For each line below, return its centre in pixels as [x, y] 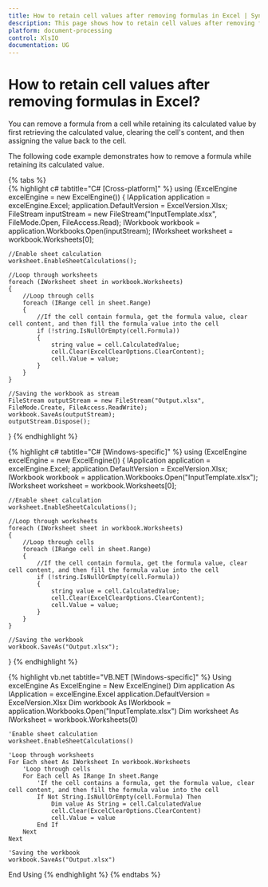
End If [48, 825]
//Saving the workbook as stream [64, 394]
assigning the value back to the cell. [67, 141]
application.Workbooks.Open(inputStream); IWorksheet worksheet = [121, 231]
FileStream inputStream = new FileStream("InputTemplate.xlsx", [113, 214]
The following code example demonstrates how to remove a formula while [130, 156]
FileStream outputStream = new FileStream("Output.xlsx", [106, 401]
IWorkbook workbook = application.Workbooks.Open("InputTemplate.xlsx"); [133, 477]
